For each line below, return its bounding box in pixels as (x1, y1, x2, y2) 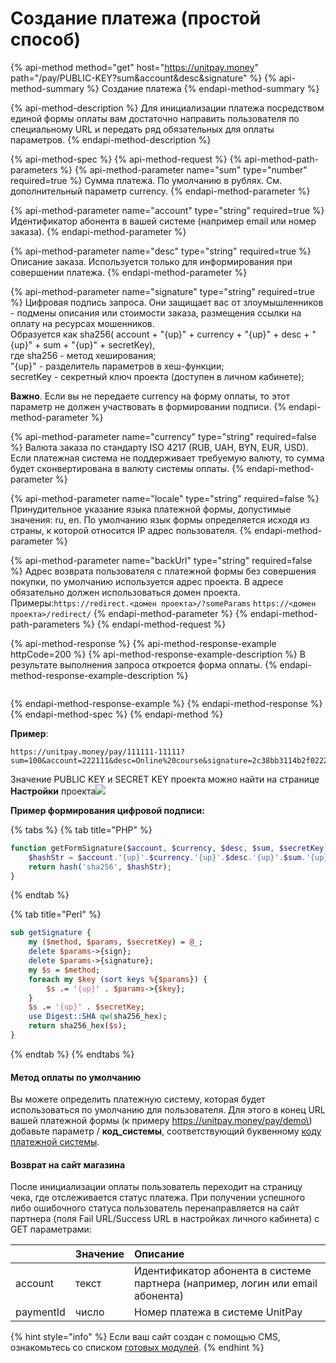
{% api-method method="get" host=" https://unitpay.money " (10, 61, 260, 73)
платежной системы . (10, 1136, 100, 1148)
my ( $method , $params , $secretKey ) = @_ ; (28, 937, 203, 947)
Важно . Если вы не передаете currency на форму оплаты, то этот (10, 390, 291, 402)
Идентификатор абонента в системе (133, 1264, 312, 1278)
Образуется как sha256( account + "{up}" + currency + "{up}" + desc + (10, 328, 310, 340)
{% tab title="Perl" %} (10, 908, 102, 921)
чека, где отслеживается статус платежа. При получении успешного (10, 1192, 306, 1204)
